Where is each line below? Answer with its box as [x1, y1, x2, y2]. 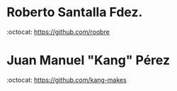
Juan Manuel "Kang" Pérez [6, 52, 171, 68]
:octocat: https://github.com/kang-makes [6, 75, 127, 84]
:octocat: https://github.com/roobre [6, 28, 110, 36]
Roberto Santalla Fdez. [6, 4, 143, 20]
